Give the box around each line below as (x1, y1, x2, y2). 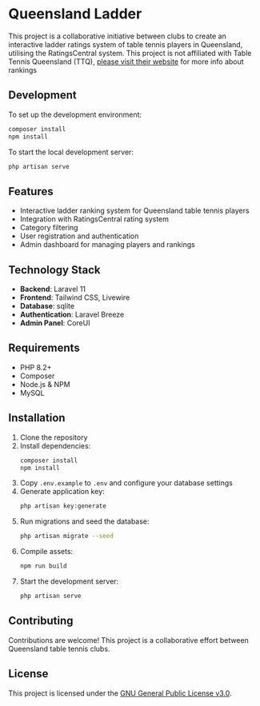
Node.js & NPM (19, 379, 70, 389)
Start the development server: (19, 576, 119, 586)
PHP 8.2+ (19, 362, 52, 372)
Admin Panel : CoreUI (19, 318, 90, 328)
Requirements (8, 341, 80, 355)
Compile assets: (19, 547, 74, 556)
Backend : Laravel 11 (19, 285, 86, 293)
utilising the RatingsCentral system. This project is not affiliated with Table (8, 48, 252, 58)
